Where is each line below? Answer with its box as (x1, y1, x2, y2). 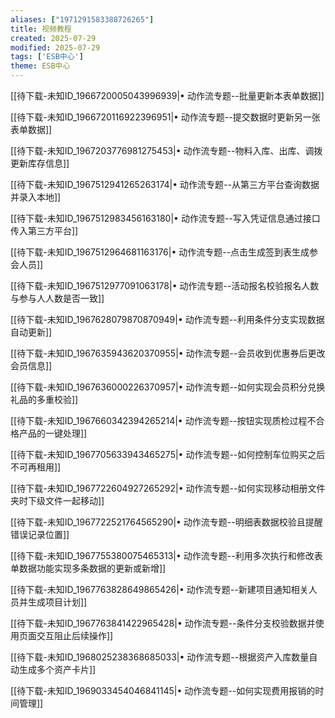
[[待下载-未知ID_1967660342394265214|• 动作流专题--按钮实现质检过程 (10, 415, 308, 426)
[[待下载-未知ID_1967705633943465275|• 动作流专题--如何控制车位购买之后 (10, 449, 326, 460)
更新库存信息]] (10, 157, 70, 169)
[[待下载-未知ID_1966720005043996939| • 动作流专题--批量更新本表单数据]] (10, 90, 325, 101)
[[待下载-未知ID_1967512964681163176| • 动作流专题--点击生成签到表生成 (10, 246, 310, 258)
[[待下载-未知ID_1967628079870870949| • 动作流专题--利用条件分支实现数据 (10, 314, 325, 325)
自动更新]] (10, 326, 53, 338)
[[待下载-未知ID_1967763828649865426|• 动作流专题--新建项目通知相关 (10, 584, 309, 595)
